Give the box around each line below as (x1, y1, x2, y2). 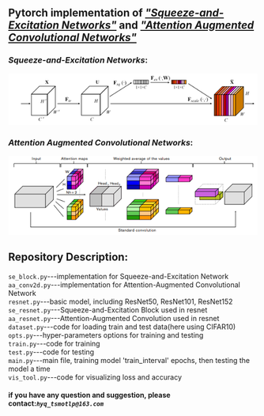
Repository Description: (8, 251, 129, 264)
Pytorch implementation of (8, 6, 143, 20)
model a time (8, 364, 51, 373)
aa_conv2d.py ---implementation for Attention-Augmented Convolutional (8, 280, 241, 289)
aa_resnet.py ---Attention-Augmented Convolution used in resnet (8, 313, 220, 323)
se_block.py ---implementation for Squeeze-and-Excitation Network (8, 271, 229, 281)
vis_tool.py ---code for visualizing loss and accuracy (8, 372, 182, 382)
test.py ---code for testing (8, 347, 95, 357)
